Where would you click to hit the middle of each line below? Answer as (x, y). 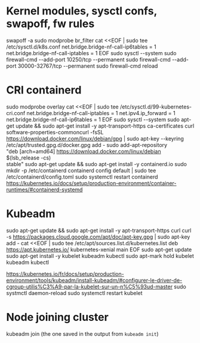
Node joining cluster (57, 317)
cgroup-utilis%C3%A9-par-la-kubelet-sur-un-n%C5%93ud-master (90, 287)
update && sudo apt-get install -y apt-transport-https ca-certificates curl (105, 126)
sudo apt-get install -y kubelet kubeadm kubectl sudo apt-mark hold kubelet (100, 255)
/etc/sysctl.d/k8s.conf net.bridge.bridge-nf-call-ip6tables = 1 (81, 47)
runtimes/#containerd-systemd (44, 189)
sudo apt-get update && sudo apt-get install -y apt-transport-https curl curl (99, 230)
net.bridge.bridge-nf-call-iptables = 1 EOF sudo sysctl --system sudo (91, 53)
